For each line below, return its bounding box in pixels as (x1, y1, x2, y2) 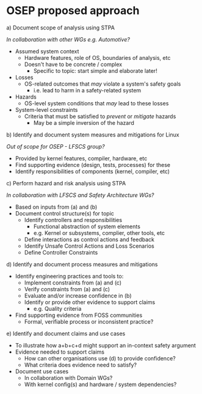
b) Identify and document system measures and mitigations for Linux (6, 131, 179, 138)
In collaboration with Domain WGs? (24, 374, 113, 381)
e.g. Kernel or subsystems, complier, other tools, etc (33, 229, 165, 236)
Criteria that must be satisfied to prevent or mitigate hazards (24, 113, 176, 120)
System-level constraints (15, 106, 78, 113)
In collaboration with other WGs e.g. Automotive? (6, 35, 130, 43)
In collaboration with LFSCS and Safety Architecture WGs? (6, 191, 154, 199)
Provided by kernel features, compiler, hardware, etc (15, 154, 148, 162)
